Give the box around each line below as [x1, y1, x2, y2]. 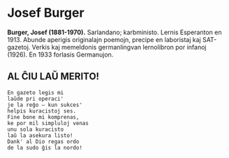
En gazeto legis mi [7, 89, 64, 96]
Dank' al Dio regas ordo [7, 138, 80, 145]
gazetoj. [7, 43, 31, 51]
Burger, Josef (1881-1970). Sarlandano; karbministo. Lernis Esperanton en [7, 28, 222, 36]
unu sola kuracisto [7, 126, 64, 133]
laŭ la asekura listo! [7, 131, 73, 139]
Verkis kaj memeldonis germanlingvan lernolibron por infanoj [31, 43, 207, 51]
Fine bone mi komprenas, [7, 113, 80, 120]
